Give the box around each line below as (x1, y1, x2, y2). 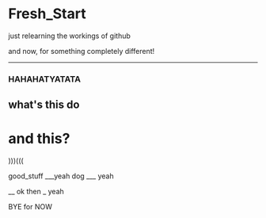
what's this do (8, 98, 80, 112)
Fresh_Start (8, 5, 86, 23)
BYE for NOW (8, 202, 53, 212)
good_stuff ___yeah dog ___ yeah (8, 171, 114, 181)
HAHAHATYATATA (8, 73, 82, 84)
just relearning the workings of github (8, 31, 131, 40)
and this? (8, 130, 70, 147)
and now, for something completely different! (8, 46, 155, 55)
